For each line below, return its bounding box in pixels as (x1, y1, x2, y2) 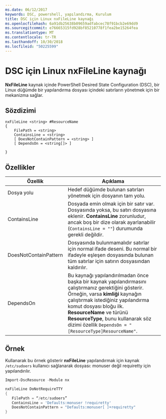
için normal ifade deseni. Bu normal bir (67, 246, 157, 252)
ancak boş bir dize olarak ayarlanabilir (67, 219, 156, 226)
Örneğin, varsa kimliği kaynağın (67, 291, 142, 297)
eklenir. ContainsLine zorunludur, (67, 213, 146, 220)
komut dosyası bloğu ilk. (67, 303, 124, 310)
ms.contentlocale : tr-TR (5, 35, 56, 40)
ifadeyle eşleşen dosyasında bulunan (67, 251, 154, 258)
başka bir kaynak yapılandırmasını (67, 278, 147, 285)
